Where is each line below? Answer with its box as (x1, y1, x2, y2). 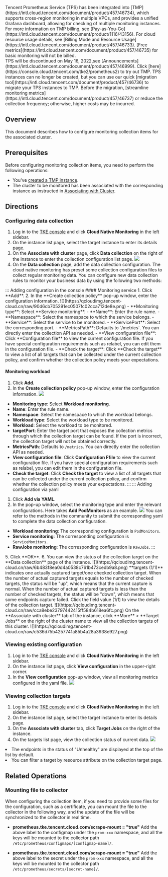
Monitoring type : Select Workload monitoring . (12, 401, 110, 407)
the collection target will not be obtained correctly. (12, 438, 117, 444)
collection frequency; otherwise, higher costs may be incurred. (5, 101, 135, 107)
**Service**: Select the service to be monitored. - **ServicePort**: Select (5, 319, 160, 326)
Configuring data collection (5, 217, 74, 224)
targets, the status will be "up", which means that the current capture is (5, 580, 152, 587)
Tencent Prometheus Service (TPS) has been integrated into (5, 5, 130, 10)
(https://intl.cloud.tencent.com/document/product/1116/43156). (5, 31, 135, 37)
